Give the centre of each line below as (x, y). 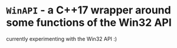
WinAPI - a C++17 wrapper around (88, 10)
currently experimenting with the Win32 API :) (62, 39)
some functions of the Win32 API (89, 23)
